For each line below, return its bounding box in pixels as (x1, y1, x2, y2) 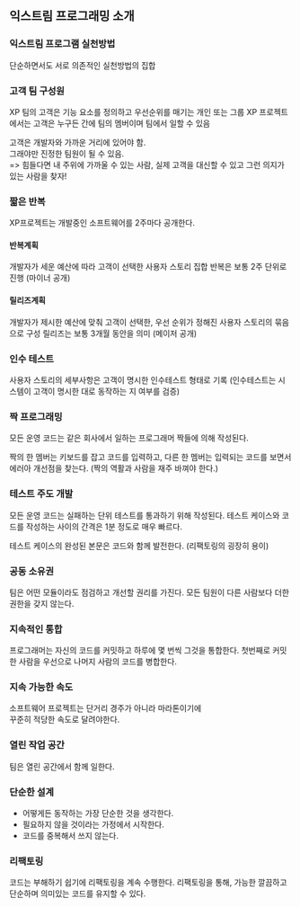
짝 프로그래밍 (9, 410, 63, 422)
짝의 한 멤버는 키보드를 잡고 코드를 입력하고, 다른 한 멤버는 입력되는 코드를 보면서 (9, 452, 292, 463)
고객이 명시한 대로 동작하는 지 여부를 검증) (32, 386, 181, 396)
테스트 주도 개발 (9, 488, 74, 501)
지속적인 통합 (9, 623, 63, 636)
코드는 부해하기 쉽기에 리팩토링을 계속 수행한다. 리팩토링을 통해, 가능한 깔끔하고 (9, 877, 287, 888)
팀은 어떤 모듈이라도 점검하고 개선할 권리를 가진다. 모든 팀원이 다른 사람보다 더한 (9, 587, 290, 598)
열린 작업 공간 (9, 739, 66, 751)
